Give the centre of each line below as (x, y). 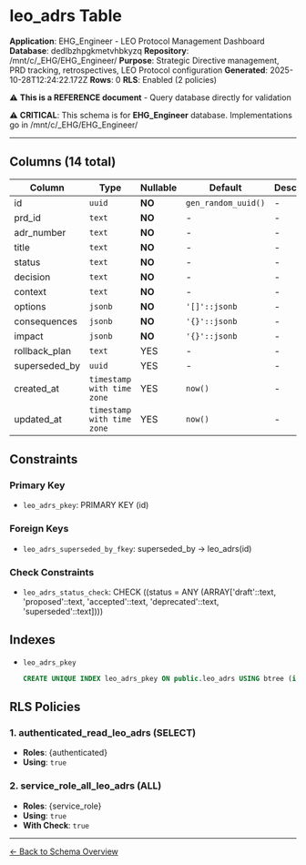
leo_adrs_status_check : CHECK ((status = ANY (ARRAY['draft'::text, (149, 592)
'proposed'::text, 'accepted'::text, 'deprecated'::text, (121, 602)
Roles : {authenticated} (65, 753)
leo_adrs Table (66, 16)
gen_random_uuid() (225, 203)
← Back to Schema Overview (64, 851)
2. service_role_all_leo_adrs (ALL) (86, 786)
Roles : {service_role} (62, 806)
